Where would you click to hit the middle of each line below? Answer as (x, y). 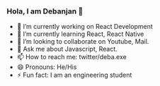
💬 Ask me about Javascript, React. (67, 49)
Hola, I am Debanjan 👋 (45, 11)
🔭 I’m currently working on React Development (85, 27)
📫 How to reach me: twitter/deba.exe (72, 57)
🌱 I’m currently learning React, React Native (80, 34)
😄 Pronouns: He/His (47, 67)
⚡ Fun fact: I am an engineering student (74, 75)
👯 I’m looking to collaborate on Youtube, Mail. (83, 42)
